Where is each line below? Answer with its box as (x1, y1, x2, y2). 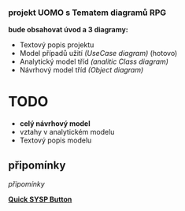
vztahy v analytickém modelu (19, 128, 115, 137)
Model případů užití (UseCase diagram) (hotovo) (19, 49, 178, 58)
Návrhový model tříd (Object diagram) (19, 65, 144, 75)
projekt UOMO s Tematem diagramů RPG (8, 7, 167, 18)
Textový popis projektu (19, 40, 94, 50)
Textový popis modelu (19, 135, 92, 145)
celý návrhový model (19, 119, 91, 128)
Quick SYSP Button (8, 194, 72, 204)
